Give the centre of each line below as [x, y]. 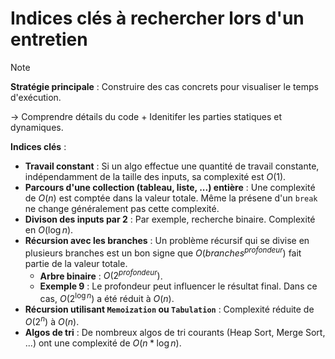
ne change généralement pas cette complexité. [122, 208]
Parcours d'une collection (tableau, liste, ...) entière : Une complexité [170, 187]
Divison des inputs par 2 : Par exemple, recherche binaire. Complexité [170, 219]
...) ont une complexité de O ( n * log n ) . [103, 343]
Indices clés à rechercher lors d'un [157, 18]
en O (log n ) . [49, 229]
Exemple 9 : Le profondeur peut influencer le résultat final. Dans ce [178, 286]
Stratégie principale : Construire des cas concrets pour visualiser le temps [164, 86]
